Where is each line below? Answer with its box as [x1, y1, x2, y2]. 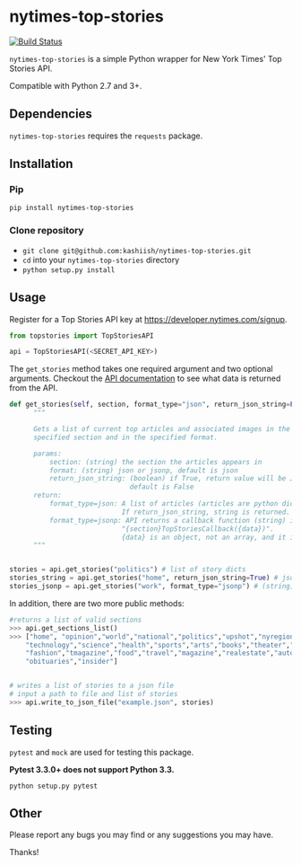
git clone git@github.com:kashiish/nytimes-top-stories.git [21, 246, 252, 255]
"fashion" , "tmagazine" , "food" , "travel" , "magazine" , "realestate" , [25, 649, 275, 658]
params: [32, 449, 63, 458]
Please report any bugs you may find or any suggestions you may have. [9, 829, 274, 841]
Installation [9, 156, 73, 172]
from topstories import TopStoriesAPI [9, 331, 154, 340]
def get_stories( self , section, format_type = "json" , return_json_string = [9, 400, 291, 410]
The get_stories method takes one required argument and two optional [9, 364, 273, 375]
